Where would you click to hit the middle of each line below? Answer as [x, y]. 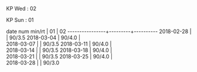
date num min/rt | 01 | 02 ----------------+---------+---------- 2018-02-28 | [99, 31]
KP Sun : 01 [20, 20]
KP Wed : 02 [21, 9]
